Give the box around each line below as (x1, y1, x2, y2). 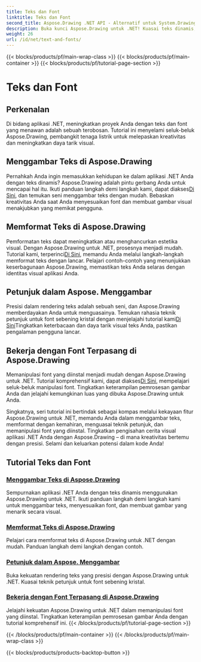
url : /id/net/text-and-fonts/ (6, 37, 82, 43)
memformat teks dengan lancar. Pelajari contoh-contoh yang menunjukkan (6, 257, 191, 264)
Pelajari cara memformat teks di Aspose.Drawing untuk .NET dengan (6, 537, 176, 544)
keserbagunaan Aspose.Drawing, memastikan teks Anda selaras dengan (6, 263, 185, 270)
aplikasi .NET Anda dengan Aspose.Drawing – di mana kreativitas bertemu (6, 434, 190, 441)
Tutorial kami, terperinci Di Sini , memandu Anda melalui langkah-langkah (6, 250, 184, 258)
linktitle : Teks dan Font (6, 14, 71, 20)
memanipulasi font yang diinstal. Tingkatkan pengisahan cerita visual (6, 427, 176, 435)
